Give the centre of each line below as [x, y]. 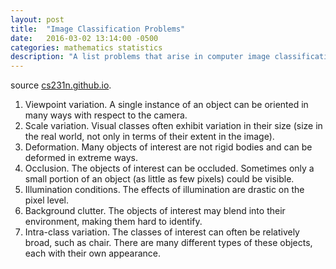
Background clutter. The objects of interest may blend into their [155, 211]
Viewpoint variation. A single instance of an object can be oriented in [166, 105]
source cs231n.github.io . [61, 85]
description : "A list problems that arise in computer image [140, 57]
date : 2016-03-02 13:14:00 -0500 [84, 38]
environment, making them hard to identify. [113, 222]
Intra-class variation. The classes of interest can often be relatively [162, 232]
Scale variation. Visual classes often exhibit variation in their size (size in [173, 126]
